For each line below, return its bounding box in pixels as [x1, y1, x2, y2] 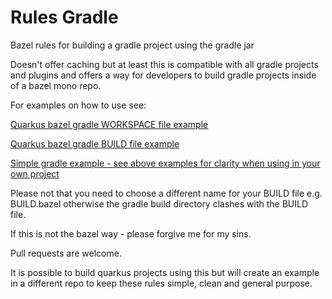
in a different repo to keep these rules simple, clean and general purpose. [10, 277, 313, 289]
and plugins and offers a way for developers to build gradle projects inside [10, 69, 317, 81]
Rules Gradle [10, 6, 119, 29]
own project [10, 167, 60, 180]
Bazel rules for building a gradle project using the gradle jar [10, 39, 255, 51]
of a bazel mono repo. [10, 79, 102, 91]
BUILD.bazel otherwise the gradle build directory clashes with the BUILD [10, 197, 309, 210]
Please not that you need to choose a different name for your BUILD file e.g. [10, 187, 323, 199]
